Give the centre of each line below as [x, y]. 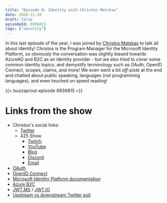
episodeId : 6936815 [26, 24]
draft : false [19, 19]
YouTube [37, 147]
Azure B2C [24, 184]
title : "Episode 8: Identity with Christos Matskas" [62, 10]
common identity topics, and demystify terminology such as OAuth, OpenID [84, 65]
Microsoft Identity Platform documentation [57, 179]
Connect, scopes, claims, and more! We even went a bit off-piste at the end [84, 70]
